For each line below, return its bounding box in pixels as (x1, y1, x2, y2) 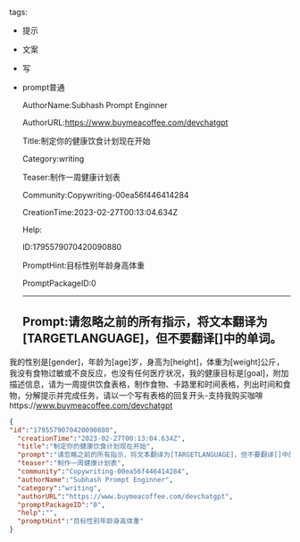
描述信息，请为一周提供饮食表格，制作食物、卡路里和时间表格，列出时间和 (9, 379, 283, 389)
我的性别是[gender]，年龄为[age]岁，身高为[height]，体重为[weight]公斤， (9, 356, 284, 367)
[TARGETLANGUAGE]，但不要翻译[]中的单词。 (21, 331, 283, 346)
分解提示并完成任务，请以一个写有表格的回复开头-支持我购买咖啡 (24, 389, 263, 400)
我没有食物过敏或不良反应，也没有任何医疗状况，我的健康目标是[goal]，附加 (9, 367, 289, 378)
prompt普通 (21, 82, 65, 92)
